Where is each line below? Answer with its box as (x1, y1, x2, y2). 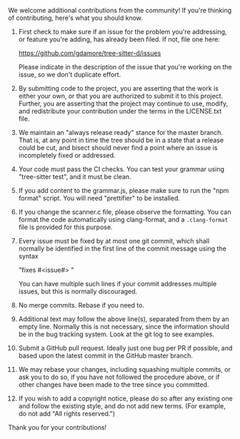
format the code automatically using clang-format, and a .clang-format (18, 216, 229, 223)
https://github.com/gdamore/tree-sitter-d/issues (18, 49, 161, 57)
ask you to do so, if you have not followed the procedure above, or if (18, 373, 220, 381)
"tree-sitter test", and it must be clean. (18, 173, 131, 181)
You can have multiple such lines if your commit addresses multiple (18, 280, 217, 288)
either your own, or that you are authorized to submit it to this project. (18, 92, 224, 100)
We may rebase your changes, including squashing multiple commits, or (18, 365, 231, 373)
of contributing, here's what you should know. (8, 14, 144, 22)
